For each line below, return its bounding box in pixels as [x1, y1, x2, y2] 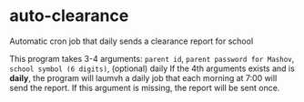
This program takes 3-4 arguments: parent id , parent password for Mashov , [9, 53, 295, 64]
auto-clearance [9, 5, 129, 26]
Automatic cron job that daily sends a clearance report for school [9, 36, 254, 46]
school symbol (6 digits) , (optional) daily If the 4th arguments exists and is [9, 63, 296, 74]
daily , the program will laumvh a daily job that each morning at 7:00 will [9, 72, 278, 83]
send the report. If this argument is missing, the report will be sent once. [9, 82, 280, 93]
